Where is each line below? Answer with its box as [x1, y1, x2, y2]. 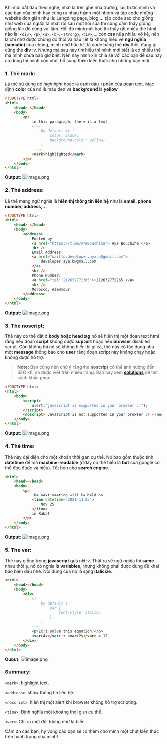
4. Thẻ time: [5, 443, 35, 450]
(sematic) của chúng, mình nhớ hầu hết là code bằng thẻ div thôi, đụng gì [5, 42, 157, 47]
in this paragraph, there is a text [31, 119, 108, 124]
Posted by [31, 236, 52, 241]
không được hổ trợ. [5, 354, 44, 360]
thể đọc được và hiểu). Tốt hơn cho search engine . [5, 465, 109, 471]
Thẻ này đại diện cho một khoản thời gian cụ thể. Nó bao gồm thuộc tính [5, 454, 154, 460]
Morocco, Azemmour [31, 287, 70, 292]
